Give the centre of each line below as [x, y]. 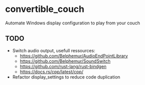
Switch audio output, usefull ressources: [54, 50]
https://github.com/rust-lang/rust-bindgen [63, 66]
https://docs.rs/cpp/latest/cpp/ [52, 72]
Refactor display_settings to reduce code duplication [66, 77]
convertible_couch [45, 9]
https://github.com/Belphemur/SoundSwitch [65, 61]
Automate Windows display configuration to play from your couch [73, 23]
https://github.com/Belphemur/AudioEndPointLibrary [74, 56]
